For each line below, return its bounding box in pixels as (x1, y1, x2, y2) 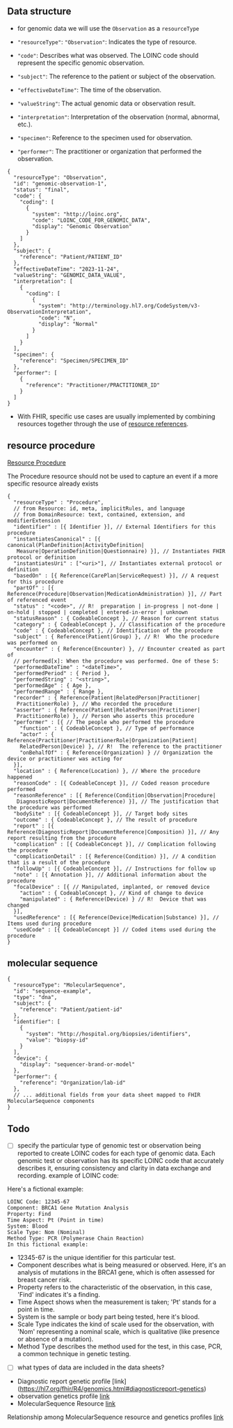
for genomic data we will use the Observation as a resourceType (17, 24, 200, 32)
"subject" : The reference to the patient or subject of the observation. (17, 72, 216, 80)
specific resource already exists (7, 479, 99, 488)
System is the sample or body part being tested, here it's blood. (17, 1313, 200, 1321)
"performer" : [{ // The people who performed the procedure (13, 719, 195, 726)
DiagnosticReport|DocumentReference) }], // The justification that (16, 798, 219, 805)
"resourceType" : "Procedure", (13, 499, 104, 506)
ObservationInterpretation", (7, 308, 92, 315)
